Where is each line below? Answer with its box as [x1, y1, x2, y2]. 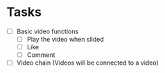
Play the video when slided [26, 35, 105, 43]
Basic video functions [16, 27, 79, 35]
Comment [26, 51, 55, 59]
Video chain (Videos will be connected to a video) [16, 58, 159, 67]
